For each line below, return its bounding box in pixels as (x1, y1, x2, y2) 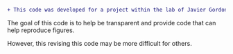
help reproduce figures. (7, 26, 75, 34)
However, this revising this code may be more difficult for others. (7, 39, 192, 47)
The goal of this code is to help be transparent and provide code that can (7, 18, 216, 27)
